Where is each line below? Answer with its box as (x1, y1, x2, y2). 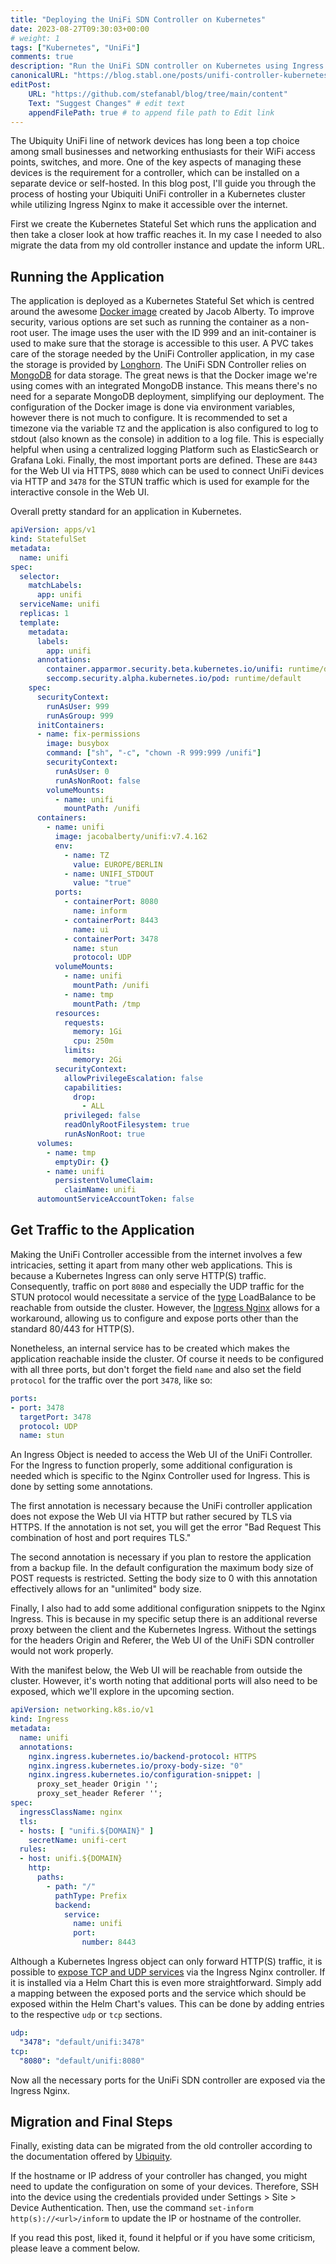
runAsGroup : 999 (46, 711, 114, 721)
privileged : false (63, 1111, 141, 1121)
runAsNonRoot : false (54, 776, 141, 786)
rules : (19, 1844, 47, 1855)
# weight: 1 (10, 33, 60, 43)
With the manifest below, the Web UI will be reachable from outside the (10, 1664, 303, 1676)
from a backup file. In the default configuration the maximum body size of (10, 1562, 314, 1574)
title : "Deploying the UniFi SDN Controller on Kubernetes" (10, 14, 267, 25)
